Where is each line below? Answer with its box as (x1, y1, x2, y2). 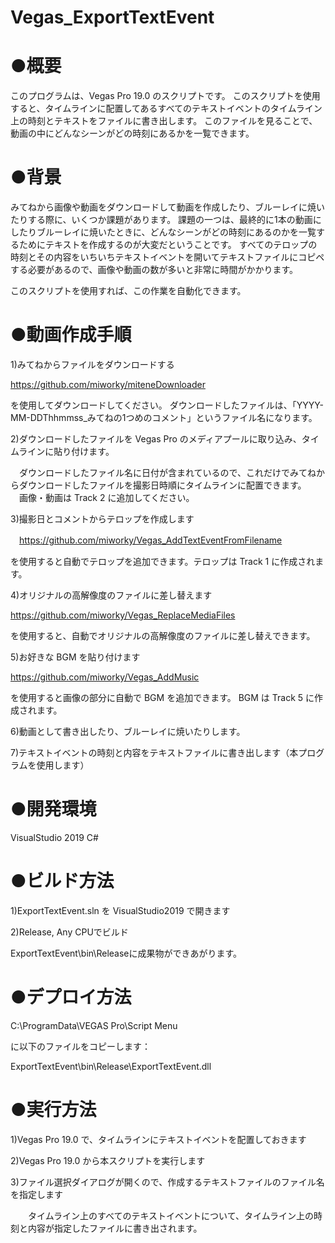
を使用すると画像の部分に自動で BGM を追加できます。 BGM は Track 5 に (10, 692, 315, 703)
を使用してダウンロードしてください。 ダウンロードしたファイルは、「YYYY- (10, 399, 325, 411)
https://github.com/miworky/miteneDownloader (10, 379, 206, 390)
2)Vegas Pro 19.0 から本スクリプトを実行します (10, 1154, 206, 1166)
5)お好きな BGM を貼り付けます (10, 651, 141, 663)
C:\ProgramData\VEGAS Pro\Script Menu (10, 1019, 178, 1031)
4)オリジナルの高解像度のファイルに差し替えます (10, 589, 213, 601)
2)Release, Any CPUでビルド (10, 926, 129, 938)
